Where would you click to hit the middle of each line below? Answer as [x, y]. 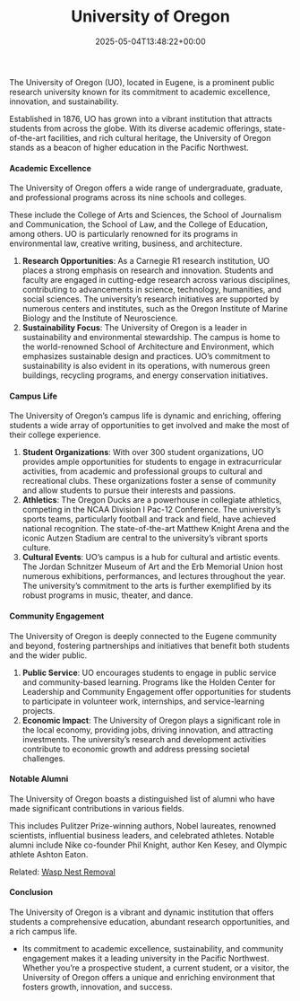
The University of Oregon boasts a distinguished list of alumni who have [142, 799]
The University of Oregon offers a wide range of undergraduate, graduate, [146, 188]
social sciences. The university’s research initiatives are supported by [150, 299]
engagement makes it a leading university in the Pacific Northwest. [146, 958]
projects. [39, 710]
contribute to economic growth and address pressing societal [136, 749]
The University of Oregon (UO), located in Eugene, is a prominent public [142, 82]
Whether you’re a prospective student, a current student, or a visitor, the [155, 968]
